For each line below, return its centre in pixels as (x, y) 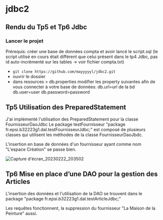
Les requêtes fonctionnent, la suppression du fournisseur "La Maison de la (81, 208)
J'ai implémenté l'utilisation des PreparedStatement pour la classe (72, 119)
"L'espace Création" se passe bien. (41, 149)
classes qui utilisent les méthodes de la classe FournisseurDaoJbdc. (74, 135)
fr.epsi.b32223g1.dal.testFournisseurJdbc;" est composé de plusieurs (76, 129)
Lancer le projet (24, 41)
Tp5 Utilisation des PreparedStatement (66, 108)
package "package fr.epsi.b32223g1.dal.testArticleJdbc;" (63, 199)
